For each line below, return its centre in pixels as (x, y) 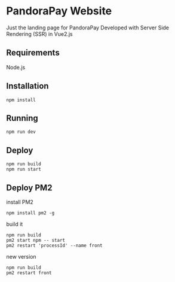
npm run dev (21, 132)
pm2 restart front (29, 273)
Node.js (16, 67)
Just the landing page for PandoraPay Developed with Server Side (87, 28)
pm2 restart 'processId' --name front (54, 245)
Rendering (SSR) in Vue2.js (39, 34)
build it (15, 224)
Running (22, 118)
